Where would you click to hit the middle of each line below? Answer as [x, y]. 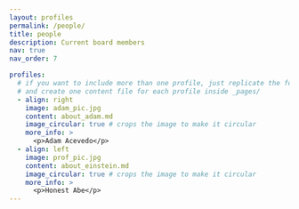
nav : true [28, 51]
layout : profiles [41, 17]
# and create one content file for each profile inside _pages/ [139, 91]
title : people [36, 34]
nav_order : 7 [33, 59]
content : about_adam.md [69, 117]
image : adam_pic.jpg [63, 108]
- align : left [43, 149]
